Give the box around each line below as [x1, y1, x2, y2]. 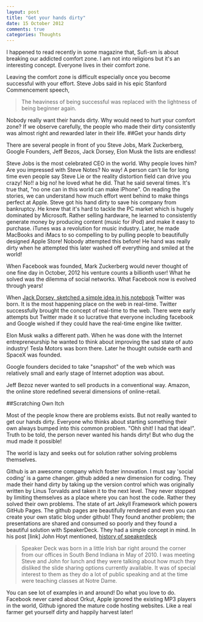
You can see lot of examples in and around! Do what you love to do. [6, 589, 176, 596]
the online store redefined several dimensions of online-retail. [6, 388, 161, 395]
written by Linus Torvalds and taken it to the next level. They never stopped [6, 487, 196, 495]
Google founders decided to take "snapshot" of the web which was [6, 363, 176, 371]
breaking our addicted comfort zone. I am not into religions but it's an [6, 55, 180, 62]
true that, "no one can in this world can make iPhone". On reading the [6, 186, 181, 193]
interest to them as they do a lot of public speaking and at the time [21, 571, 188, 578]
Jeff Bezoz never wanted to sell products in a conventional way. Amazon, [6, 382, 190, 389]
